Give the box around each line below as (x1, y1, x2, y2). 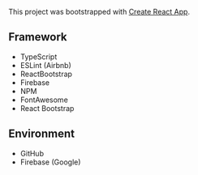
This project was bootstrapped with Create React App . (8, 7, 191, 16)
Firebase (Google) (19, 157, 81, 167)
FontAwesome (19, 95, 69, 105)
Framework (8, 30, 67, 44)
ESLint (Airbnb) (19, 60, 71, 70)
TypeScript (19, 52, 58, 62)
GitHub (19, 148, 45, 158)
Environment (8, 127, 75, 141)
